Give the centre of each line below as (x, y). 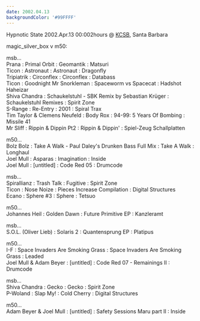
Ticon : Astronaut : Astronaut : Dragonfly (56, 70)
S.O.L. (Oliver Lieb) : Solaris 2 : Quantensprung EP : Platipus (80, 232)
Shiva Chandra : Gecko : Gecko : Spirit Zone (61, 287)
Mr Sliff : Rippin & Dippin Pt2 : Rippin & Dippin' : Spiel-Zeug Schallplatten (96, 128)
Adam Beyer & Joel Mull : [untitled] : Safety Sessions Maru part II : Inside (96, 311)
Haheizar (17, 89)
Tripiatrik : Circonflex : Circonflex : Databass (61, 77)
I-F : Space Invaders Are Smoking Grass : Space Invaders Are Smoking (94, 250)
